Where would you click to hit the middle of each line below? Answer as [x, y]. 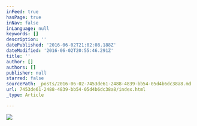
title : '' [19, 56]
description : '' [26, 39]
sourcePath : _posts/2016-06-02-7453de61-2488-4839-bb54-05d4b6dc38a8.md [99, 84]
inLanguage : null [28, 28]
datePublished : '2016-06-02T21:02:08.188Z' [61, 45]
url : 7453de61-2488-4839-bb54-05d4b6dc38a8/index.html [76, 90]
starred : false [25, 78]
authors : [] [21, 67]
